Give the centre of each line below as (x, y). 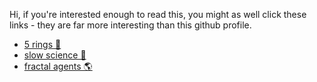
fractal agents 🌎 (58, 66)
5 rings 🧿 (42, 44)
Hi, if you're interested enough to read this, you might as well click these (158, 14)
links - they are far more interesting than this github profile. (130, 25)
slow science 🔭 (55, 55)
